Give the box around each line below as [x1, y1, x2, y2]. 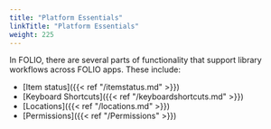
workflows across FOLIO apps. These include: [9, 64, 181, 75]
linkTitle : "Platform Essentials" [9, 22, 140, 31]
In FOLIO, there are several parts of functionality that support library [9, 55, 262, 66]
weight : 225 [9, 30, 54, 39]
